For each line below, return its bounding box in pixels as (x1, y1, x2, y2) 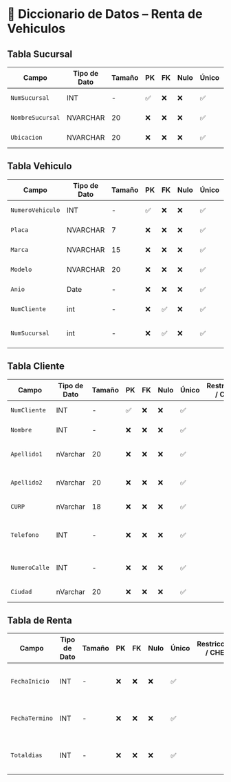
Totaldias (10, 752, 43, 759)
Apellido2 (10, 478, 43, 486)
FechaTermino (10, 715, 54, 722)
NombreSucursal (10, 114, 60, 121)
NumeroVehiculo (10, 206, 60, 214)
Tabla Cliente (7, 361, 65, 372)
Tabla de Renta (7, 615, 72, 626)
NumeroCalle (10, 564, 50, 571)
